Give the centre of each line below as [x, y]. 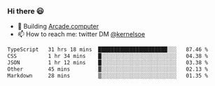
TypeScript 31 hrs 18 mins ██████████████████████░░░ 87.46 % [108, 50]
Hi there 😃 [26, 11]
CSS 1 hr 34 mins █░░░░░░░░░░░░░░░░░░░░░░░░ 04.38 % [108, 56]
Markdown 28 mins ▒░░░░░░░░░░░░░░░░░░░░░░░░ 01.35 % [108, 76]
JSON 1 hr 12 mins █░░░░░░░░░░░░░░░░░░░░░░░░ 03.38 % [108, 63]
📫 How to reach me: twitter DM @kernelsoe [81, 34]
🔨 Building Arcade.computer [58, 27]
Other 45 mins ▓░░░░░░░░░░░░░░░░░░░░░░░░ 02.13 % [108, 69]
